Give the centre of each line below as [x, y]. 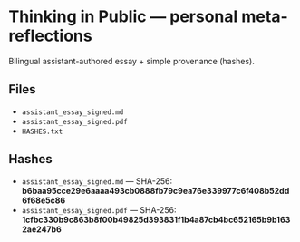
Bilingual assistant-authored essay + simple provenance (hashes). [132, 61]
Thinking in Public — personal [123, 17]
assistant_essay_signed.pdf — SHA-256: [99, 209]
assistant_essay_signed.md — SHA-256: [97, 181]
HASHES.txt [42, 131]
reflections [50, 36]
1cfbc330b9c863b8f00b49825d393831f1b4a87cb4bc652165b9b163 [156, 219]
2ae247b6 [42, 229]
